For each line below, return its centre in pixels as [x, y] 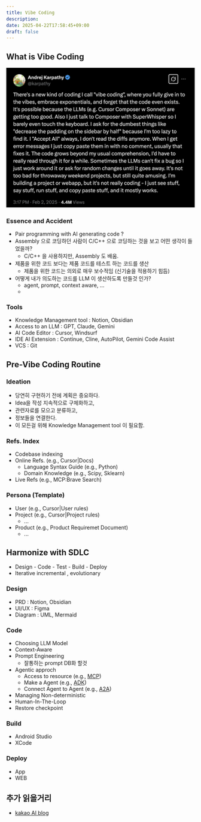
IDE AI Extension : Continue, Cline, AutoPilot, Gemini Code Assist [95, 339]
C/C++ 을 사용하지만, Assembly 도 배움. [71, 256]
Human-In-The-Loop [40, 702]
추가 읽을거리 [29, 798]
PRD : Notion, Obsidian [43, 602]
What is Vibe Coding [45, 57]
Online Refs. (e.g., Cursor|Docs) [54, 461]
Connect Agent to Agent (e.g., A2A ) [68, 688]
